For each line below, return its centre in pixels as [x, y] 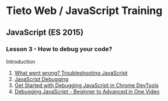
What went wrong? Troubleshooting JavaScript [71, 73]
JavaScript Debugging [41, 79]
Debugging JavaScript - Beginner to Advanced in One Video [87, 91]
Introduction [21, 61]
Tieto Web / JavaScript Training [84, 11]
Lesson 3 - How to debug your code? [59, 49]
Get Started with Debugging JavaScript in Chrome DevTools [87, 85]
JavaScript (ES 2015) [45, 32]
